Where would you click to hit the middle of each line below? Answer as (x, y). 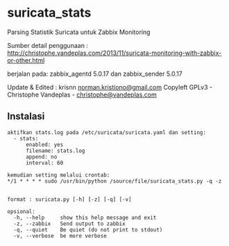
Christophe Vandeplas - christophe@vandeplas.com (82, 95)
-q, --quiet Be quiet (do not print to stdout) (88, 230)
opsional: (22, 211)
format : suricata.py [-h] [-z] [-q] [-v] (69, 199)
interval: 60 (44, 163)
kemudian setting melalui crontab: (59, 175)
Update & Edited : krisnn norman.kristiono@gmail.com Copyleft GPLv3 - (110, 87)
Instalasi (26, 116)
